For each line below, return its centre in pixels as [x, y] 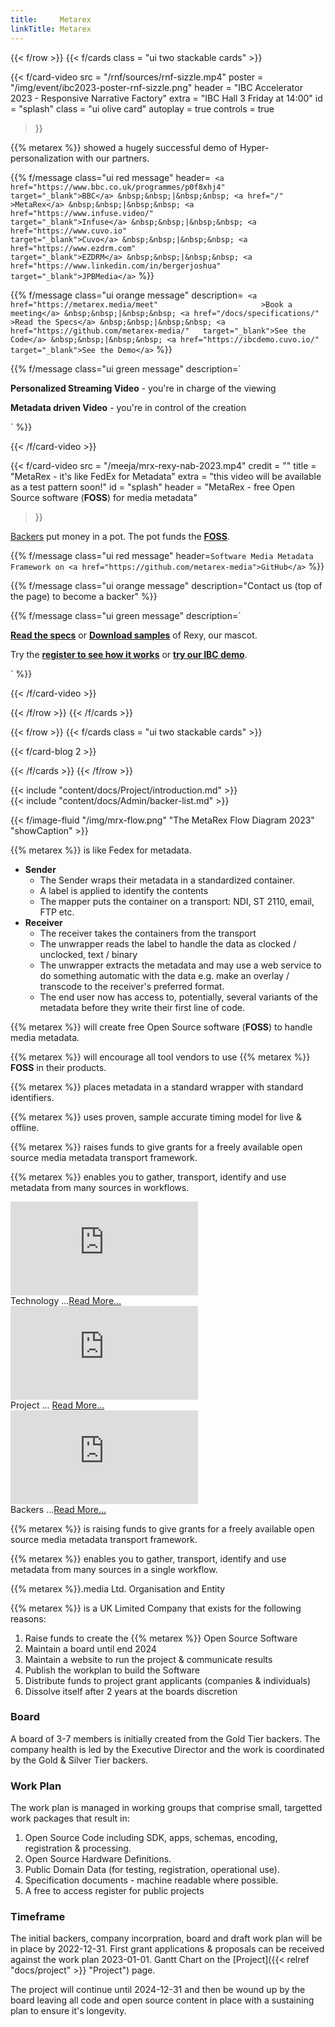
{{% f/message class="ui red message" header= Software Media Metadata [162, 555]
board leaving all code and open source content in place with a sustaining [162, 2000]
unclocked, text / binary [88, 954]
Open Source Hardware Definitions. [98, 1859]
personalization [42, 158]
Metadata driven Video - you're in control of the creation [128, 407]
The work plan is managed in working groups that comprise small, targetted [166, 1808]
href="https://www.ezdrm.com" [73, 248]
